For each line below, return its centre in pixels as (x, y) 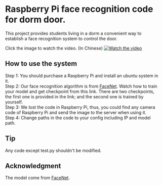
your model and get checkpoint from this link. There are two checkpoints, (80, 91)
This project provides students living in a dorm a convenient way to (73, 33)
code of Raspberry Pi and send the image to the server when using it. (76, 112)
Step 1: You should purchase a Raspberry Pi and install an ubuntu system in (82, 76)
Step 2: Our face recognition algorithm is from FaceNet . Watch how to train (81, 86)
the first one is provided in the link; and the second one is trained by (74, 96)
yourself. (14, 102)
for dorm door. (35, 20)
